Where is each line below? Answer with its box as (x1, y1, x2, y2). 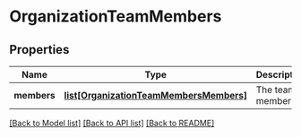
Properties (9, 42, 70, 57)
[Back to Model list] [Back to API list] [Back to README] (9, 118, 215, 128)
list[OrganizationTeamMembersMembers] (64, 90, 248, 101)
